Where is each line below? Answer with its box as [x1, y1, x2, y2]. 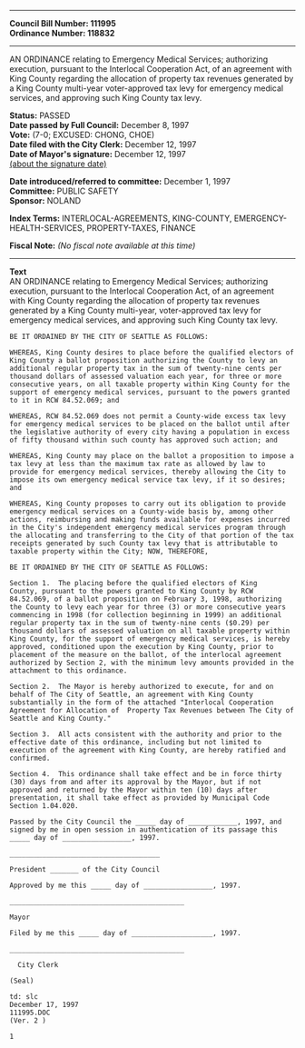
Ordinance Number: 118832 [9, 28, 115, 38]
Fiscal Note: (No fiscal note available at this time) [9, 240, 196, 251]
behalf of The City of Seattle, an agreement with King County [9, 690, 254, 699]
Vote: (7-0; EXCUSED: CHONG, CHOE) [9, 129, 155, 140]
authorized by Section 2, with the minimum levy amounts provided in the [9, 658, 295, 667]
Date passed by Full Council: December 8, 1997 [9, 120, 190, 130]
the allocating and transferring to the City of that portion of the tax [9, 531, 295, 540]
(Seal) [9, 976, 34, 985]
